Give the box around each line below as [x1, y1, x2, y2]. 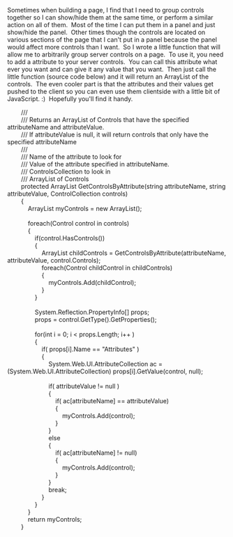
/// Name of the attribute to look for [20, 153, 122, 161]
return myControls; [27, 515, 82, 523]
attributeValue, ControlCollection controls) [7, 189, 128, 198]
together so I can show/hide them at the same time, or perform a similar [7, 13, 214, 22]
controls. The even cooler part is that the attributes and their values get [7, 80, 214, 88]
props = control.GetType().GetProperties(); [34, 316, 157, 323]
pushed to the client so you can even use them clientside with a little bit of [7, 87, 220, 95]
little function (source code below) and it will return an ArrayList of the [7, 72, 209, 81]
